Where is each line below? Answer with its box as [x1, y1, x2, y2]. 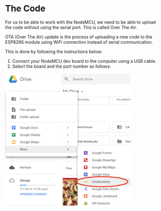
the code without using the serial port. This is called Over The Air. [5, 24, 138, 30]
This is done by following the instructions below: [5, 49, 103, 54]
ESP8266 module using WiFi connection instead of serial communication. [5, 39, 153, 45]
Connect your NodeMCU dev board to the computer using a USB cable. [12, 58, 157, 64]
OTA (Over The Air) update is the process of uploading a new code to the [5, 34, 153, 40]
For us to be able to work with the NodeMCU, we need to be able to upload [5, 19, 156, 25]
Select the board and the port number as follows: [12, 63, 111, 69]
